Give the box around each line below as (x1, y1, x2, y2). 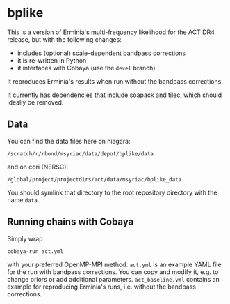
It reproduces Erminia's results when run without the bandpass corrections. (7, 77, 224, 85)
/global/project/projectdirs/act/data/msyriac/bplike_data (7, 176, 182, 183)
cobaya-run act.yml (7, 248, 64, 255)
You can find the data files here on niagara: (7, 137, 131, 145)
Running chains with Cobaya (7, 216, 134, 228)
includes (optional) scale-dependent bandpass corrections (17, 49, 186, 57)
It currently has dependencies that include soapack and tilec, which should (7, 91, 222, 99)
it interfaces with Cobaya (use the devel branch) (17, 63, 156, 72)
